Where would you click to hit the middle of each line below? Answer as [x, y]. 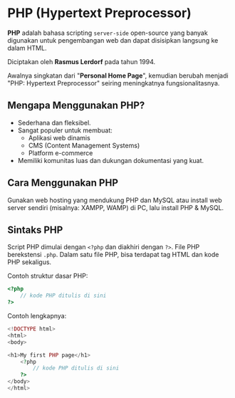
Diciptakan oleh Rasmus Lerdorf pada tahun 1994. [82, 61]
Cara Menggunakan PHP [63, 183]
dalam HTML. [27, 48]
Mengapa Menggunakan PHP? [76, 106]
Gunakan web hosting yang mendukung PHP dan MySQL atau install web [115, 200]
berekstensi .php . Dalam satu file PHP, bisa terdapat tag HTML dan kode [113, 255]
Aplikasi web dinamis [59, 137]
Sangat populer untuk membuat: [65, 130]
